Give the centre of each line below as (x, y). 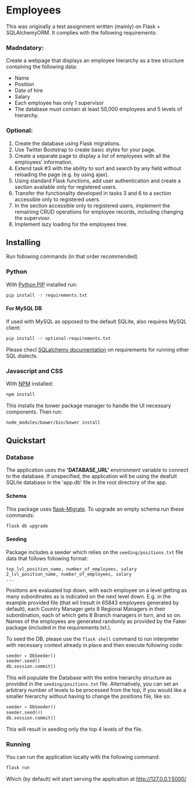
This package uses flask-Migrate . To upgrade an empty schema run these (95, 509)
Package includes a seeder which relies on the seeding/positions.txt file (95, 552)
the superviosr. (33, 218)
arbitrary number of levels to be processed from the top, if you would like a (96, 690)
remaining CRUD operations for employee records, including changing (99, 212)
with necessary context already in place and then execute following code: (95, 645)
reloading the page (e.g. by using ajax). (62, 174)
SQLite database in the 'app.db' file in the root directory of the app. (87, 483)
